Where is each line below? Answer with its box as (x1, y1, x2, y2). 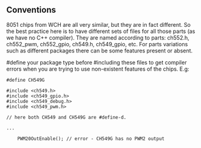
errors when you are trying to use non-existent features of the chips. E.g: (6, 65, 190, 72)
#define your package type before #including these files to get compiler (6, 58, 187, 66)
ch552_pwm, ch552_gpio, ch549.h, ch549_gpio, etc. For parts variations (6, 40, 188, 48)
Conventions (6, 5, 57, 15)
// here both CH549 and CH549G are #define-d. (6, 114, 127, 121)
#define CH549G (6, 77, 45, 83)
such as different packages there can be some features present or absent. (6, 47, 193, 54)
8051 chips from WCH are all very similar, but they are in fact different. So (6, 21, 191, 28)
